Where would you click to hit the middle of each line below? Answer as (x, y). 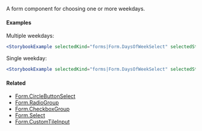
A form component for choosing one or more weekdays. (76, 9)
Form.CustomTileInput (42, 122)
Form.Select (30, 115)
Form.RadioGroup (37, 103)
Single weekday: (26, 58)
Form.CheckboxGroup (42, 109)
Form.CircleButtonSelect (45, 96)
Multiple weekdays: (30, 36)
